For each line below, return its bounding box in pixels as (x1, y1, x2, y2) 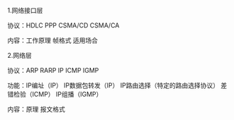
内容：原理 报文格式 (7, 105, 65, 113)
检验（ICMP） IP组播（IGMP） (13, 90, 103, 98)
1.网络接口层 (7, 6, 43, 14)
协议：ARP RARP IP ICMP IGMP (7, 66, 99, 74)
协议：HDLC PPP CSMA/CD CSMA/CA (7, 21, 120, 30)
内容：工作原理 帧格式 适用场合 (7, 36, 98, 44)
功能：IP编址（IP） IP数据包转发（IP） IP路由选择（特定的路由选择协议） (7, 81, 220, 90)
